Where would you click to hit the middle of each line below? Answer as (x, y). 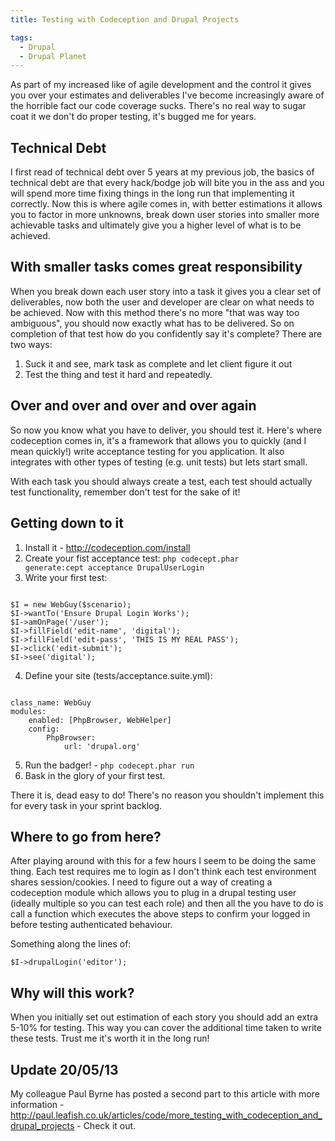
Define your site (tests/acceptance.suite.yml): (118, 675)
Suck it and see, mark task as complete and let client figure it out (158, 363)
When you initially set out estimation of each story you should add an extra (164, 1017)
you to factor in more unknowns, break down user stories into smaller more (165, 215)
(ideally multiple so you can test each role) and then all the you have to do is (167, 903)
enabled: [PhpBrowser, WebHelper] (100, 720)
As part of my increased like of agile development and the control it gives (161, 85)
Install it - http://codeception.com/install (107, 547)
